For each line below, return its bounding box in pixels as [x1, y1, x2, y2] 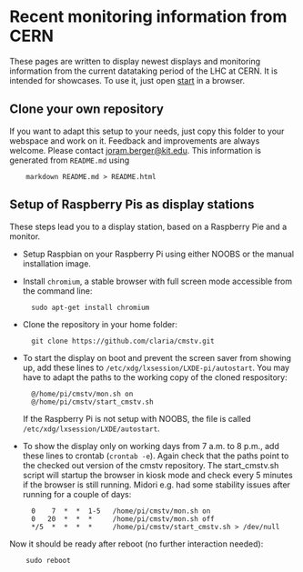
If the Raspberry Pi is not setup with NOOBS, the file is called [22, 413, 251, 424]
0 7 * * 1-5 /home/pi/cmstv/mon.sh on [31, 507, 211, 516]
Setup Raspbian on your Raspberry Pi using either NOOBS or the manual [22, 248, 294, 259]
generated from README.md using [9, 155, 130, 166]
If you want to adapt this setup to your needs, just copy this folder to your [9, 125, 285, 136]
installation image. [22, 257, 91, 269]
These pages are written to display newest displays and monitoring [9, 55, 261, 66]
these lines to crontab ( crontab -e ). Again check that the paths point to [22, 450, 289, 461]
